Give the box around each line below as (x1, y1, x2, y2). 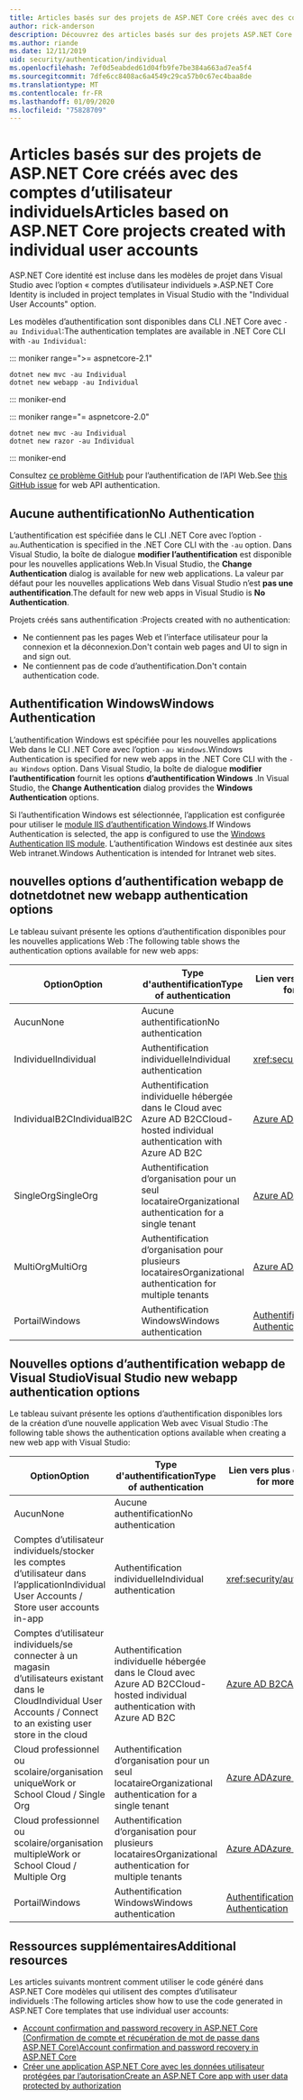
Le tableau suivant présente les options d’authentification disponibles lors (9, 1408, 283, 1419)
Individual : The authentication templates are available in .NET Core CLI (21, 326, 286, 336)
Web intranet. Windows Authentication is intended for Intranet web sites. (9, 847, 277, 858)
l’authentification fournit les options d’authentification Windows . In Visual (9, 772, 289, 783)
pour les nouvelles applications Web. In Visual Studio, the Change (9, 558, 252, 569)
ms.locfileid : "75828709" (9, 106, 106, 115)
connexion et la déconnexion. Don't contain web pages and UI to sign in (22, 641, 288, 652)
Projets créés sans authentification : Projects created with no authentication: (9, 614, 291, 625)
